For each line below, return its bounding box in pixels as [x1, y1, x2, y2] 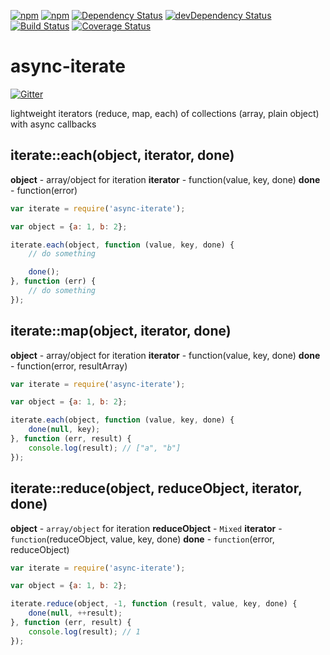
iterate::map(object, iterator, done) [10, 323, 232, 340]
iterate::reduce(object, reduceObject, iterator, [10, 480, 303, 497]
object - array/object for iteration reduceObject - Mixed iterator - [10, 522, 283, 534]
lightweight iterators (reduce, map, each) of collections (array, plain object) [10, 107, 320, 119]
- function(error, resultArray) [10, 360, 128, 372]
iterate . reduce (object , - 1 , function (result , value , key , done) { [10, 599, 298, 609]
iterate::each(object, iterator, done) [10, 147, 235, 164]
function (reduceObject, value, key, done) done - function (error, [10, 533, 275, 545]
